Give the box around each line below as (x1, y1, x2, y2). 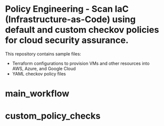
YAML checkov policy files (12, 71, 66, 76)
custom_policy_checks (5, 110, 101, 122)
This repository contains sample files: (5, 50, 81, 57)
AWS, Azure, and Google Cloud (12, 65, 76, 72)
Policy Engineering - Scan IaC (5, 3, 129, 15)
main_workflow (5, 88, 70, 99)
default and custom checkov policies (5, 25, 159, 35)
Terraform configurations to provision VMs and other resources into (12, 60, 150, 66)
